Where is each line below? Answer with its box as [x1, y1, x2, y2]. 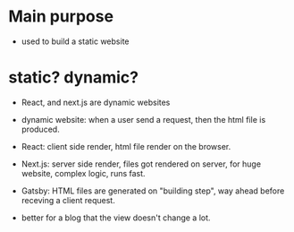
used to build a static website [21, 36, 130, 47]
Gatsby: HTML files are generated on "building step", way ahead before [21, 185, 285, 196]
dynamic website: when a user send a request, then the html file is [21, 114, 266, 125]
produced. [21, 124, 60, 134]
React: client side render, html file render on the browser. [21, 141, 231, 151]
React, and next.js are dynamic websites [21, 97, 171, 107]
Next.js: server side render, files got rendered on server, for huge [21, 159, 261, 169]
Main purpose [8, 6, 113, 27]
